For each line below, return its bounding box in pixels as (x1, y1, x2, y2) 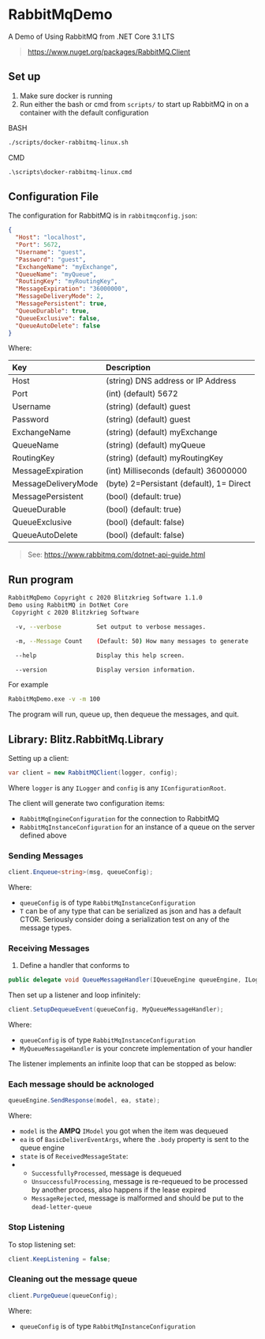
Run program (8, 573, 73, 586)
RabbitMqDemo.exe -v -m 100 (8, 695, 101, 703)
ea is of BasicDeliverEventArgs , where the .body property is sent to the (19, 1135, 250, 1144)
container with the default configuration (19, 108, 149, 117)
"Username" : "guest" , (15, 248, 87, 256)
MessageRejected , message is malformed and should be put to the (31, 1193, 244, 1203)
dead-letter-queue (31, 1204, 92, 1212)
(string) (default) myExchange (105, 427, 218, 438)
